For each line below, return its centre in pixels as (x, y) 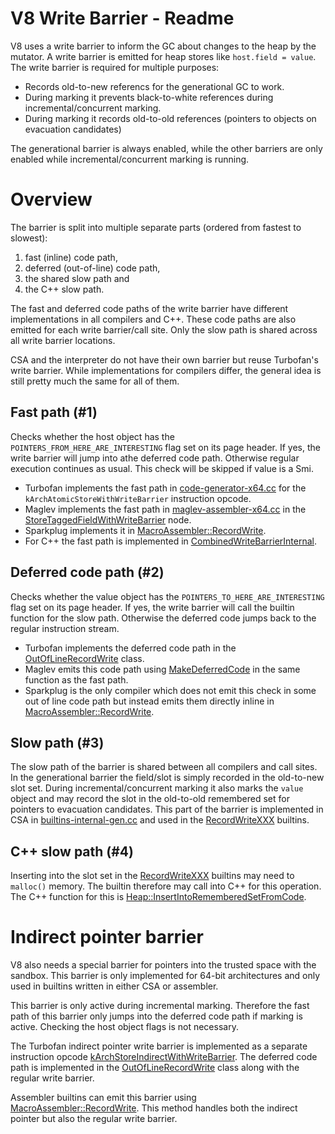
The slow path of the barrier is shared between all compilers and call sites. (164, 767)
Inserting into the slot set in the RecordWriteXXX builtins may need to (152, 876)
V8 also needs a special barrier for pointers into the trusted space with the (163, 965)
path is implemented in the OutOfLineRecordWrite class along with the (155, 1068)
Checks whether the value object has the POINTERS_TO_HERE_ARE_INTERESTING (167, 596)
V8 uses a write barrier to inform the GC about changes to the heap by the (163, 46)
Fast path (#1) (54, 412)
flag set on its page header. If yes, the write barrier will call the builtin (152, 607)
